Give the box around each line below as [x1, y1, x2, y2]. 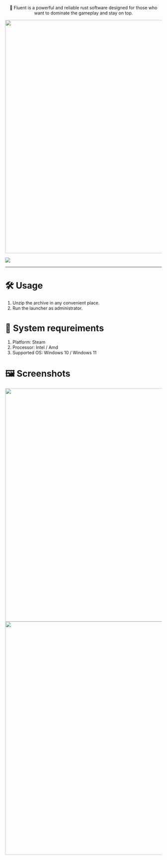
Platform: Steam [12, 339, 46, 345]
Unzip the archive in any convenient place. [12, 300, 100, 306]
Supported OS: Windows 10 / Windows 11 [12, 349, 97, 355]
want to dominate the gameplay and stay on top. [34, 10, 133, 16]
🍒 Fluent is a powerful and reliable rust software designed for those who [9, 5, 158, 10]
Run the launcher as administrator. [12, 305, 83, 311]
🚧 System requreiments [5, 322, 104, 334]
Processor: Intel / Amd [12, 344, 59, 350]
